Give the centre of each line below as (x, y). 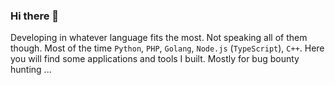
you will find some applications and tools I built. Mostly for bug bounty (155, 59)
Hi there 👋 (35, 16)
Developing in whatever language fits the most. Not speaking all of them (159, 38)
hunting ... (31, 70)
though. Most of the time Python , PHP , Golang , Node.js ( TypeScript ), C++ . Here (167, 48)
